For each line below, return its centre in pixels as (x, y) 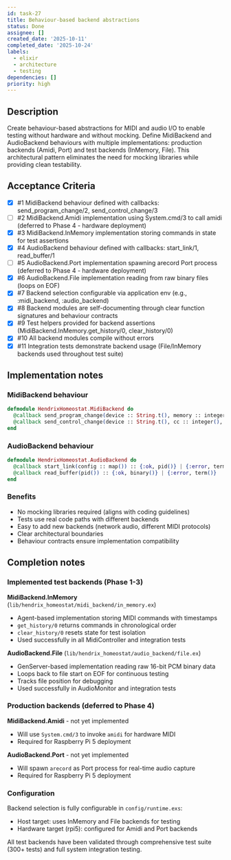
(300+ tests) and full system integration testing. (75, 850)
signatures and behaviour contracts (67, 316)
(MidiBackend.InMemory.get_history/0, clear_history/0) (95, 331)
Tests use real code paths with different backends (88, 519)
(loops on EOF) (38, 286)
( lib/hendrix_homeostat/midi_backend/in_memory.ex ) (82, 604)
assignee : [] (26, 33)
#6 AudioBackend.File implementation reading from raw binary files (112, 278)
